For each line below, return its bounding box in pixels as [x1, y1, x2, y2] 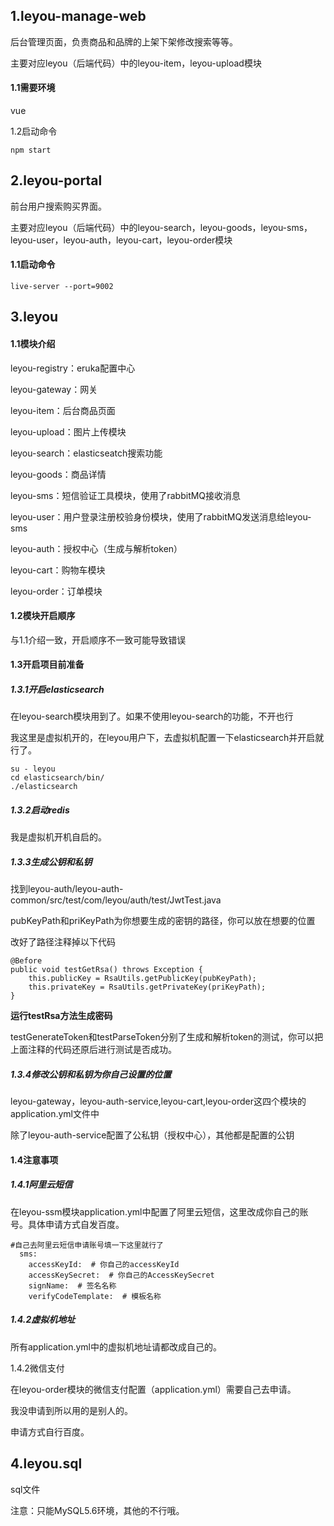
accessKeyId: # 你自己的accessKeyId [28, 1259, 180, 1269]
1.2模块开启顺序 [10, 610, 76, 622]
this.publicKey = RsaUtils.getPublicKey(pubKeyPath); [28, 974, 257, 984]
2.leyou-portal [10, 172, 103, 189]
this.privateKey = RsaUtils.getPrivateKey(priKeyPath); [28, 982, 267, 993]
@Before [10, 956, 43, 966]
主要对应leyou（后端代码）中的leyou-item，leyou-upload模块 [10, 57, 262, 69]
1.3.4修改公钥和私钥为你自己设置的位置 [10, 1068, 172, 1080]
